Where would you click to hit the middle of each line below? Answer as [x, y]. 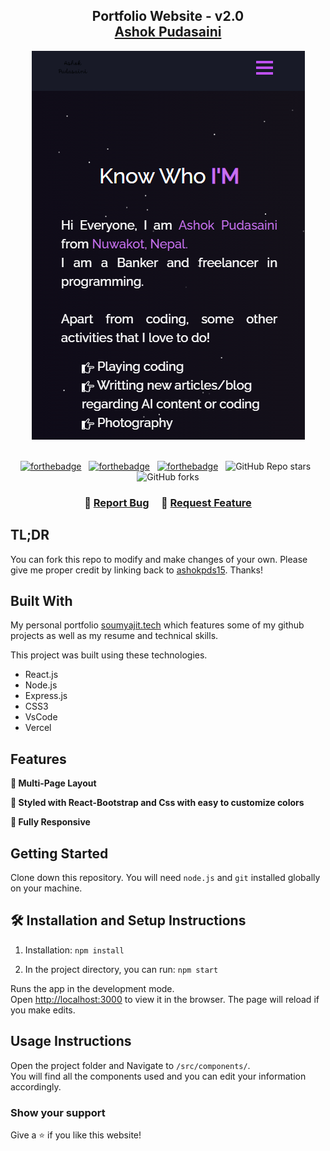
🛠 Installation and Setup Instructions [128, 920]
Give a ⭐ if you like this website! [76, 1135]
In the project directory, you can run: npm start [121, 969]
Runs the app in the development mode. [92, 988]
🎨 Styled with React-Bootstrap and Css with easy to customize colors [157, 803]
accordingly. [36, 1086]
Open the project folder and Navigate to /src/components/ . [130, 1065]
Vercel [38, 728]
